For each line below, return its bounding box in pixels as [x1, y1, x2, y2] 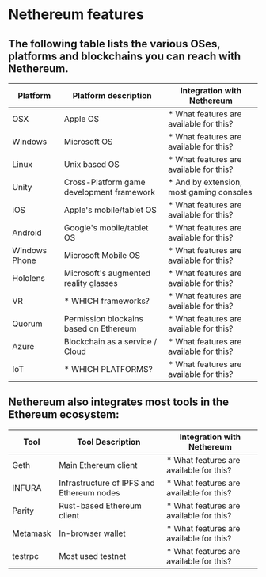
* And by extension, [167, 177, 243, 188]
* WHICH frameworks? [63, 295, 150, 306]
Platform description [72, 90, 152, 101]
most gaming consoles [167, 187, 253, 197]
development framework [63, 187, 156, 197]
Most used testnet [59, 550, 127, 561]
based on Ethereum [63, 323, 137, 334]
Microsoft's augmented [63, 268, 150, 279]
